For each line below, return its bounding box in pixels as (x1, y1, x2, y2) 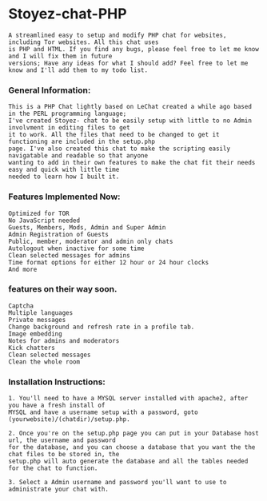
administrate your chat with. (8, 485, 110, 494)
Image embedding (8, 329, 62, 338)
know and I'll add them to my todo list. (8, 66, 149, 74)
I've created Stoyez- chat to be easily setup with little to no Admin (8, 117, 252, 125)
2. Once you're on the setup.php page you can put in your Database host (8, 429, 260, 438)
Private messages (8, 316, 66, 324)
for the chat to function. (8, 464, 98, 472)
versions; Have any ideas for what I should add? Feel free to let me (8, 59, 249, 67)
